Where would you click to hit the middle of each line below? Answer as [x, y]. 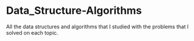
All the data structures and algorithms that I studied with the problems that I [98, 27]
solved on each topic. [32, 32]
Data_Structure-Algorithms [74, 11]
